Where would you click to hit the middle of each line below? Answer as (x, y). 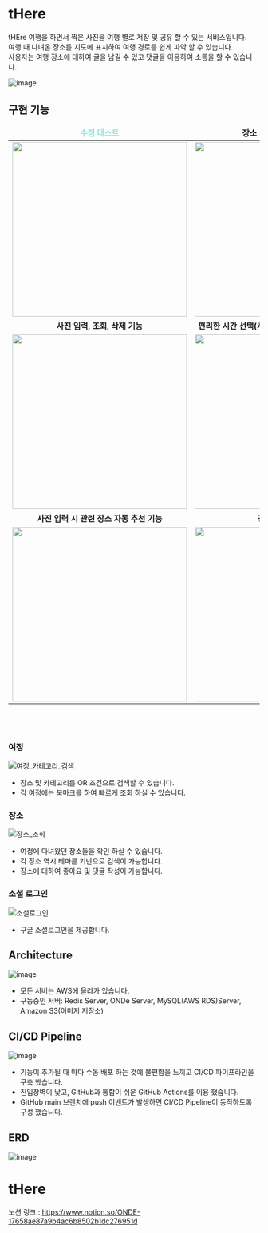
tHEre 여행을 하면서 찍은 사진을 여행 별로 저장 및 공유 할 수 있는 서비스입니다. (128, 37)
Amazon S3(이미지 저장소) (61, 1011)
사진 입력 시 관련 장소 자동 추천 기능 (100, 518)
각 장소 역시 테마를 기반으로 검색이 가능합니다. (91, 861)
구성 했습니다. (41, 1112)
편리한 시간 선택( (228, 326)
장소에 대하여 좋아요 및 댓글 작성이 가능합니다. (91, 871)
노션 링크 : (24, 1212)
